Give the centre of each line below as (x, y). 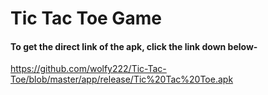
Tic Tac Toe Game (86, 18)
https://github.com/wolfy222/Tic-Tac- (88, 69)
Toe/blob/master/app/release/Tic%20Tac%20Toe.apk (122, 79)
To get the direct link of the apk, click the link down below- (134, 46)
